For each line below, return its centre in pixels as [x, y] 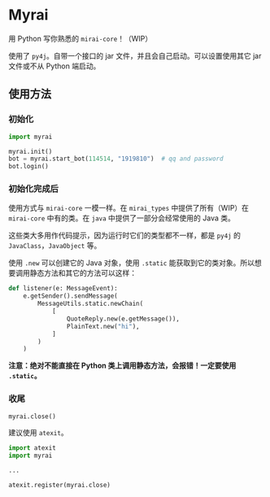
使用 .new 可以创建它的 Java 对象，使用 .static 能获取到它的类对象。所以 [131, 263]
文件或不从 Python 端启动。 [54, 66]
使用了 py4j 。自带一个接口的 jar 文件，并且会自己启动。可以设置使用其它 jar [135, 55]
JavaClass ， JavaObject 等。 [55, 246]
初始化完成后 [34, 189]
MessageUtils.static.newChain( [91, 304]
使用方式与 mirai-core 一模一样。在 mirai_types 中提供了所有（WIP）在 [129, 208]
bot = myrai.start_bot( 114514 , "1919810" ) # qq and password [116, 159]
